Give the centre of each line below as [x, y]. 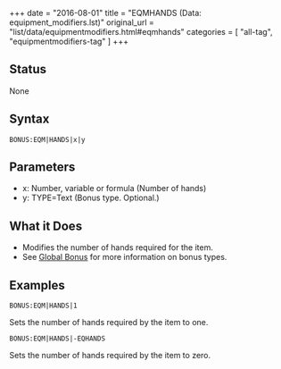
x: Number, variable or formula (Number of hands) [114, 189]
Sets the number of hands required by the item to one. [109, 323]
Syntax [29, 119]
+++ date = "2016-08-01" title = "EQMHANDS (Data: [106, 13]
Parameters [42, 168]
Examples [37, 285]
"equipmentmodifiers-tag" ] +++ [69, 41]
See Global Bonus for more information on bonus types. [124, 257]
